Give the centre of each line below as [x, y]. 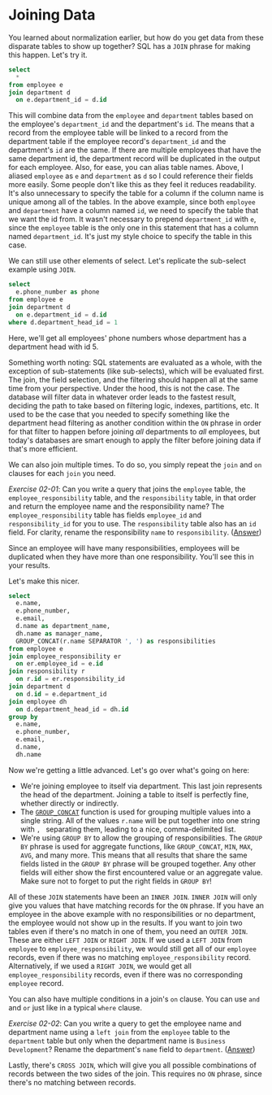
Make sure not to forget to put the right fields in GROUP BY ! [116, 881]
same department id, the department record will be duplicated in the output [134, 159]
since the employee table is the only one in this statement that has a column [134, 228]
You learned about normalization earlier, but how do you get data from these [136, 37]
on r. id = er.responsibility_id [71, 679]
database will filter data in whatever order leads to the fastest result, [123, 397]
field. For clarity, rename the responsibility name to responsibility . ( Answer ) [135, 532]
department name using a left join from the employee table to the [119, 1032]
